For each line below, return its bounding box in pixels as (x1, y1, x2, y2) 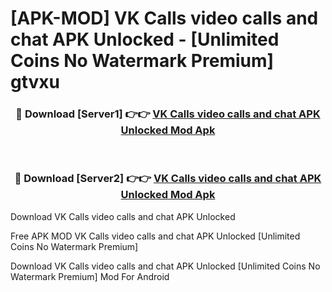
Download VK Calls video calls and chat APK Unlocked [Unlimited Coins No (10, 260, 321, 272)
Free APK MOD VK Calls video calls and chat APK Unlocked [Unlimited (10, 230, 301, 242)
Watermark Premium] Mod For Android (10, 270, 170, 282)
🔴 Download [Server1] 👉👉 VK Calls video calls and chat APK (15, 107, 321, 121)
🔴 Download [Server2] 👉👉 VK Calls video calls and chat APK (14, 172, 322, 186)
